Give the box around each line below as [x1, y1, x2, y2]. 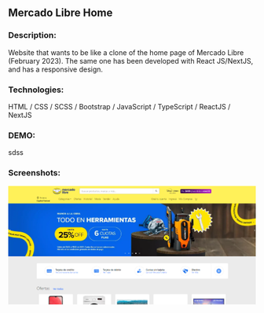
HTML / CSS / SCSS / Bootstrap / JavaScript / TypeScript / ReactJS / [8, 101, 231, 111]
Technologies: [8, 84, 64, 95]
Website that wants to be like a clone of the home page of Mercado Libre [8, 47, 244, 57]
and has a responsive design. [8, 64, 104, 74]
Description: [8, 30, 57, 41]
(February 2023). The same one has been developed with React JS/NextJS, [8, 56, 254, 65]
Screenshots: [8, 168, 61, 179]
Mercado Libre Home [8, 6, 113, 20]
